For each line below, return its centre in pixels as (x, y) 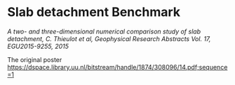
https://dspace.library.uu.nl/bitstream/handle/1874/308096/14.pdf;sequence (117, 67)
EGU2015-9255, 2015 (38, 46)
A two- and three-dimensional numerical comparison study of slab (104, 31)
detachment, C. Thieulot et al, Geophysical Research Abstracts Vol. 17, (109, 38)
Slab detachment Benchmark (94, 12)
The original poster (35, 59)
